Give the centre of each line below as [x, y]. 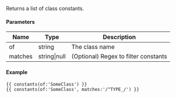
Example [17, 72]
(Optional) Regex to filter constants [119, 57]
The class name [93, 47]
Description [119, 37]
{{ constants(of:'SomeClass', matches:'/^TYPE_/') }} [73, 90]
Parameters [20, 22]
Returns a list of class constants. [45, 8]
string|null [52, 57]
